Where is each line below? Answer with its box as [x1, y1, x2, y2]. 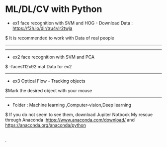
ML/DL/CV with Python [5, 3, 102, 15]
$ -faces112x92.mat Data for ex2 [5, 63, 72, 69]
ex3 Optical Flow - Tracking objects [12, 78, 85, 84]
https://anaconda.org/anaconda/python [5, 122, 86, 128]
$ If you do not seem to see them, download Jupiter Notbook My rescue [5, 111, 153, 118]
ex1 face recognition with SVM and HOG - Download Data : [12, 20, 133, 26]
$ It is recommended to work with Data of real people [5, 35, 114, 41]
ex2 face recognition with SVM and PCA [12, 54, 95, 60]
